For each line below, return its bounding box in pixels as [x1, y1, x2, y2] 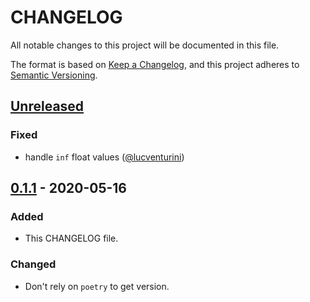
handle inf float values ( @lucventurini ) [24, 151, 185, 163]
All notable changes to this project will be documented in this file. [10, 39, 280, 51]
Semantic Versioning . [10, 69, 98, 81]
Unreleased [10, 98, 85, 115]
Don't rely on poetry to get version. [24, 280, 170, 292]
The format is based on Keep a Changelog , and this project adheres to [10, 58, 300, 70]
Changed [10, 257, 57, 271]
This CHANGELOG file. [24, 232, 119, 245]
